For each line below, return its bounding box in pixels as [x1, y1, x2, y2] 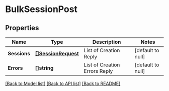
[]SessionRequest [35, 50, 79, 57]
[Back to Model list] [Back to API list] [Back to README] [5, 80, 121, 86]
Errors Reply [83, 68, 113, 74]
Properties [5, 24, 39, 32]
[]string [35, 64, 54, 71]
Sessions [8, 50, 30, 57]
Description [92, 39, 121, 45]
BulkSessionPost [5, 4, 78, 15]
